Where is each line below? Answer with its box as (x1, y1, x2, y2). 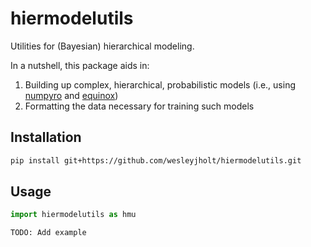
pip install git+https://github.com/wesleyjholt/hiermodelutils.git (10, 155, 302, 166)
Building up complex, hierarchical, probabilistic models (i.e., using (24, 78, 297, 91)
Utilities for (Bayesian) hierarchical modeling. (10, 40, 195, 52)
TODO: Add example (10, 228, 87, 238)
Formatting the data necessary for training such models (24, 100, 255, 112)
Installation (10, 129, 82, 146)
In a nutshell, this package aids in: (10, 59, 150, 71)
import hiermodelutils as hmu (10, 210, 137, 220)
